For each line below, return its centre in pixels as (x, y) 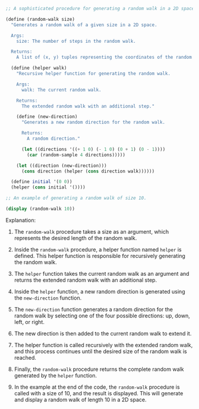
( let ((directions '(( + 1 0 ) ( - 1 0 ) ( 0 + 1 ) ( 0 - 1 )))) (93, 149)
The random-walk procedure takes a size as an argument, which (91, 231)
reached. (25, 357)
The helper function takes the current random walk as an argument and (102, 273)
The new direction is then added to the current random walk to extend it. (103, 334)
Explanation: (21, 220)
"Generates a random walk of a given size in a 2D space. (84, 25)
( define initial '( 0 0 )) (42, 182)
